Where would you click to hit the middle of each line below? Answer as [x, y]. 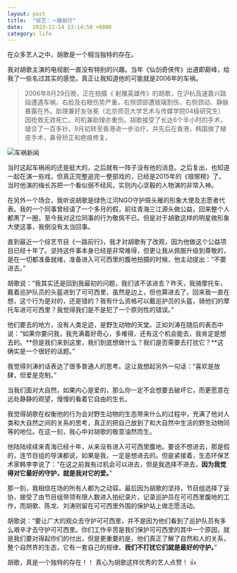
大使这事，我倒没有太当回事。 [50, 227]
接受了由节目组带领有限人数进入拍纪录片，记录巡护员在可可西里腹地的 [121, 497]
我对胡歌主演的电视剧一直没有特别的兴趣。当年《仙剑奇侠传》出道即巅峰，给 [119, 70]
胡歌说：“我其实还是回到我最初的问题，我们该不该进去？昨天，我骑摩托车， [117, 283]
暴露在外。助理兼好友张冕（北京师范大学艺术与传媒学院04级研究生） [124, 111]
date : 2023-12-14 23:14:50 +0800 [60, 27]
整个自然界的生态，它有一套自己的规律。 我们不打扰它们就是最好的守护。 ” [112, 548]
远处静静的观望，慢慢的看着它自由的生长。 [69, 399]
